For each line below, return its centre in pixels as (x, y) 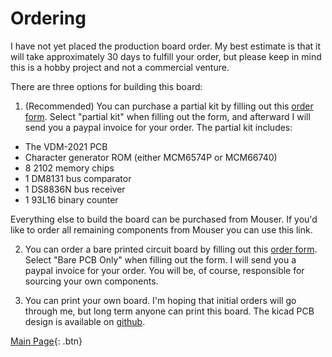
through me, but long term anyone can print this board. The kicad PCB (169, 311)
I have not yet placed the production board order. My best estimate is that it (165, 46)
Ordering (48, 18)
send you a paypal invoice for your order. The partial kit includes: (158, 127)
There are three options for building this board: (106, 86)
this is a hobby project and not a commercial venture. (120, 67)
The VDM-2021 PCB (66, 146)
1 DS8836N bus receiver (75, 189)
